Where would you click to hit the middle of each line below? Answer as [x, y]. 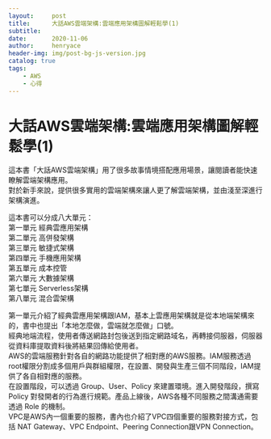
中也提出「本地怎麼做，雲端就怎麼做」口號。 [104, 326]
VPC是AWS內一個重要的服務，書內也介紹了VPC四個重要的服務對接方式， [130, 416]
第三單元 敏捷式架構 [41, 248]
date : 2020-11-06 [48, 38]
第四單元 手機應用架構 [45, 258]
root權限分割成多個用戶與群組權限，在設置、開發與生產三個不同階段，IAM [131, 366]
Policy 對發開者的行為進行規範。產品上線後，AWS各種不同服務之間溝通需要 [133, 396]
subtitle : [25, 31]
